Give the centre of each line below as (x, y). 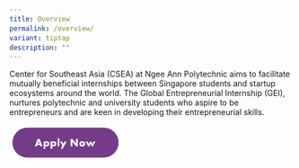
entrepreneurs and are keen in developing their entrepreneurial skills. (137, 112)
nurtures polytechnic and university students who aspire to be (124, 102)
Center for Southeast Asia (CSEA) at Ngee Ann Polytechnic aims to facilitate (150, 74)
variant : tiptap (40, 38)
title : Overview (40, 19)
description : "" (40, 48)
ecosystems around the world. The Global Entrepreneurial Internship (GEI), (147, 93)
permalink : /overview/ (52, 28)
